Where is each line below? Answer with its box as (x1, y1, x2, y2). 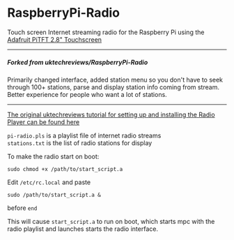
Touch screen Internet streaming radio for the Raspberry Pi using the (7, 28, 205, 36)
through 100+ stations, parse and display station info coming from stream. (7, 82, 219, 91)
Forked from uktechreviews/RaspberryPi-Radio (7, 58, 148, 66)
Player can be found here (7, 117, 80, 126)
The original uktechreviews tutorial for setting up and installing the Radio (7, 110, 215, 119)
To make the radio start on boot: (7, 152, 100, 160)
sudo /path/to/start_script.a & (7, 191, 101, 198)
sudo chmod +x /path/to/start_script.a (7, 165, 123, 172)
